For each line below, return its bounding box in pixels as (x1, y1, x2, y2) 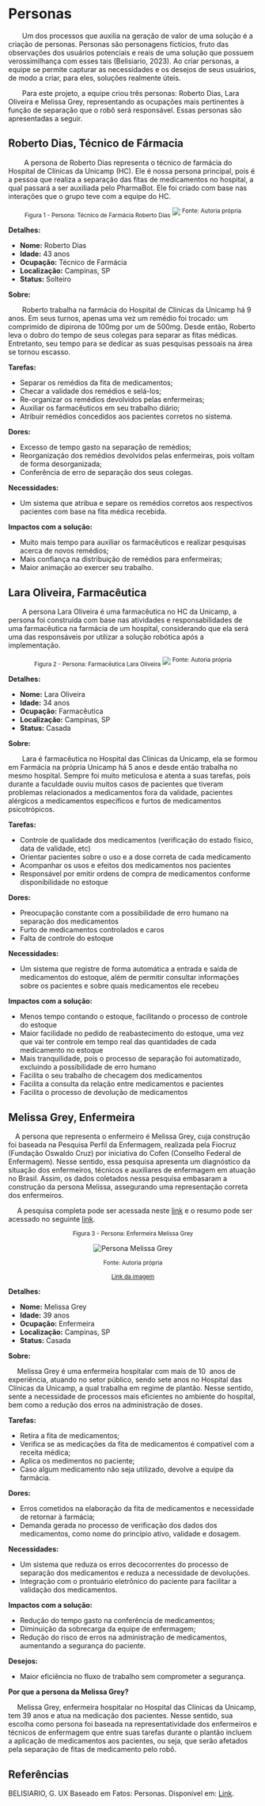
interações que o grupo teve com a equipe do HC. (8, 191, 172, 201)
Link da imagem (111, 1273, 155, 1281)
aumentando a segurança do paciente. (19, 1641, 146, 1651)
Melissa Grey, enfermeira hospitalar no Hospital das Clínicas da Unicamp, (17, 1702, 257, 1712)
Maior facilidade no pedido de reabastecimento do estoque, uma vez (19, 1028, 244, 1039)
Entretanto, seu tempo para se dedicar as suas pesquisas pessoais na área (8, 339, 253, 349)
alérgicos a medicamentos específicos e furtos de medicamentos (8, 796, 221, 805)
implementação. (8, 641, 61, 650)
